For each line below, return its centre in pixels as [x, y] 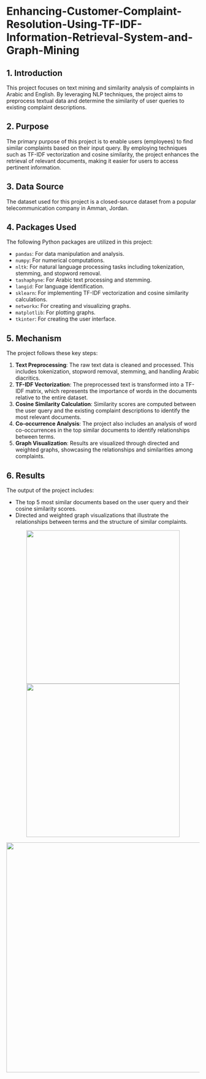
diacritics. [28, 378]
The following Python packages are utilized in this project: [80, 242]
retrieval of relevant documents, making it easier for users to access [93, 161]
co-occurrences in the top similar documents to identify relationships [102, 430]
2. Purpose [28, 127]
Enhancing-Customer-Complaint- [94, 11]
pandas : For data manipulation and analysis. [70, 254]
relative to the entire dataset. [51, 397]
